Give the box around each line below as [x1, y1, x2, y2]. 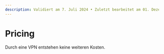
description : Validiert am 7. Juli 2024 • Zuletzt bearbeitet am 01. [5, 7, 150, 12]
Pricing [5, 28, 35, 39]
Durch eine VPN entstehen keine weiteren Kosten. [5, 44, 105, 50]
